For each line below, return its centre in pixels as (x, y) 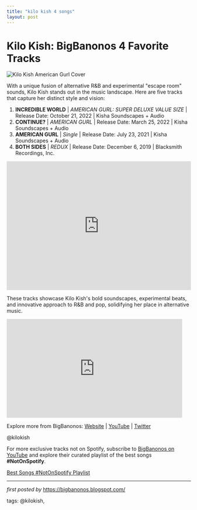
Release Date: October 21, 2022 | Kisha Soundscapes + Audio (89, 116)
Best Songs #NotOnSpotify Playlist (48, 473)
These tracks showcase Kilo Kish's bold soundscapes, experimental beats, (97, 299)
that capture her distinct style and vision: (56, 98)
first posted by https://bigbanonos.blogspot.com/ (66, 490)
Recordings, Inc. (35, 153)
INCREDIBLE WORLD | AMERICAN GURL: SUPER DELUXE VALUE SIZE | (101, 109)
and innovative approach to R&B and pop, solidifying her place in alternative (98, 304)
